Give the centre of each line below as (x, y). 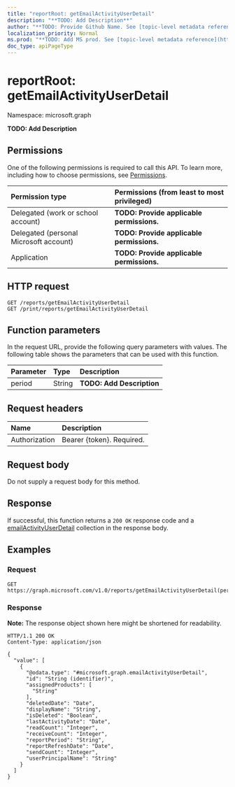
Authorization (33, 440)
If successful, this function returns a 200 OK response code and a (101, 520)
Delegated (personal (44, 233)
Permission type (39, 197)
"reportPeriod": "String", (65, 740)
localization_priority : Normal (53, 33)
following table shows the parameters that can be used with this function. (113, 355)
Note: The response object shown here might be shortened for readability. (114, 623)
